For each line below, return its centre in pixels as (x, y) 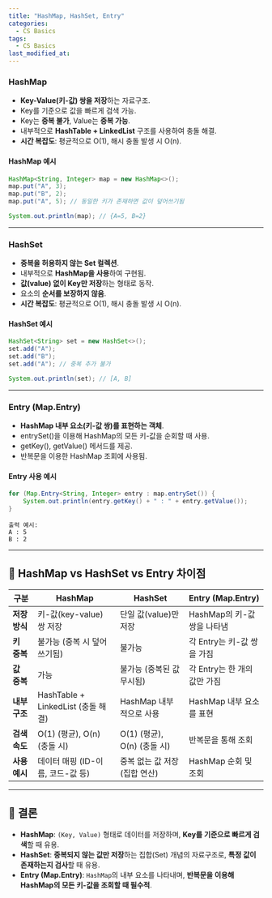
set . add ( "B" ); (32, 357)
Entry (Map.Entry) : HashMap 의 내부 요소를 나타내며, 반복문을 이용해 (127, 874)
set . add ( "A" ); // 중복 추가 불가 (59, 364)
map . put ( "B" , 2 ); (38, 194)
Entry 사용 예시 (32, 476)
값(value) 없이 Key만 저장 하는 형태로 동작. (87, 284)
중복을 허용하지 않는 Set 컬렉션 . (70, 263)
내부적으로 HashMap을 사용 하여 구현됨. (83, 273)
